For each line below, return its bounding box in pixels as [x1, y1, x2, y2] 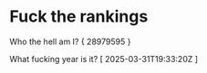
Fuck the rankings [9, 6, 149, 27]
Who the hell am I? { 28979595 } [9, 36, 131, 47]
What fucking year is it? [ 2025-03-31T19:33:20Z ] [9, 53, 199, 64]
